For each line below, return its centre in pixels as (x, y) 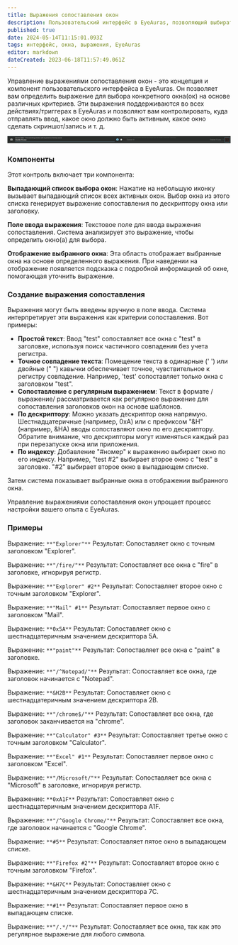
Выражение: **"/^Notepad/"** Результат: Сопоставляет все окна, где (112, 671)
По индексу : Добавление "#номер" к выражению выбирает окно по (121, 452)
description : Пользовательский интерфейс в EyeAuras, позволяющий (107, 22)
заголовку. (24, 211)
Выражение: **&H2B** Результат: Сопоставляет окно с (89, 692)
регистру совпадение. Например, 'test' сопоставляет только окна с (120, 377)
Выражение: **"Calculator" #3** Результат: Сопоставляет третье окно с (118, 735)
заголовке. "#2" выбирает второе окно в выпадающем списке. (113, 467)
